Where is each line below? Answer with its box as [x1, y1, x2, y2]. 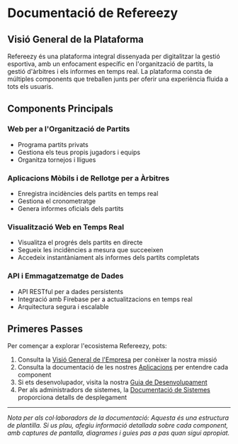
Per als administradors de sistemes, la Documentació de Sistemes [17, 386, 211, 394]
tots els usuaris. [7, 82, 54, 90]
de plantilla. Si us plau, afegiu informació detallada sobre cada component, [7, 421, 229, 430]
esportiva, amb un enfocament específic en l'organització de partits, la [7, 60, 214, 68]
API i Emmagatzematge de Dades [7, 271, 124, 281]
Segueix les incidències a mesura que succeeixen [17, 246, 164, 254]
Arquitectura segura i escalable [17, 302, 110, 310]
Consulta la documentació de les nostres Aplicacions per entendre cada [17, 363, 229, 372]
